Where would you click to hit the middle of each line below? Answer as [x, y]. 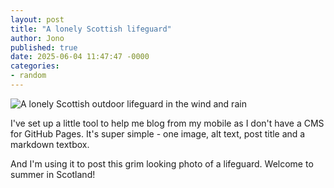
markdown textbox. [50, 144]
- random [28, 76]
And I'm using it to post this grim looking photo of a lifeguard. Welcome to [162, 163]
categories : [35, 66]
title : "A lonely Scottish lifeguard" [91, 29]
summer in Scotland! [53, 174]
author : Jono [37, 38]
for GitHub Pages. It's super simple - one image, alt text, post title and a [158, 133]
